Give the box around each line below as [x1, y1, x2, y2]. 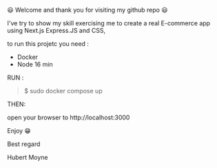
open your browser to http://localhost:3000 [7, 113, 130, 121]
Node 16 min [17, 60, 53, 68]
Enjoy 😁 [7, 127, 31, 134]
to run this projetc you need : [7, 40, 90, 47]
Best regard [7, 140, 41, 148]
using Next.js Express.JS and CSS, [7, 27, 105, 34]
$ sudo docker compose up [23, 87, 103, 95]
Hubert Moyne [7, 154, 48, 161]
